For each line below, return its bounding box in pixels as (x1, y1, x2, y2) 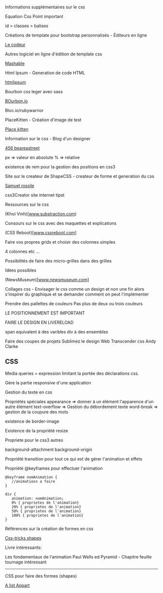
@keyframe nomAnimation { (5, 475, 57, 479)
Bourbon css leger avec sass (5, 89, 63, 94)
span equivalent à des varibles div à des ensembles (5, 329, 108, 334)
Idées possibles (5, 267, 36, 273)
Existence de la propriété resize (5, 428, 68, 433)
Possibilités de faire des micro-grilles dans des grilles (5, 258, 112, 264)
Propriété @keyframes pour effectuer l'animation (5, 465, 103, 471)
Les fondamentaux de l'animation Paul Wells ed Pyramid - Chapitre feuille (5, 554, 152, 560)
